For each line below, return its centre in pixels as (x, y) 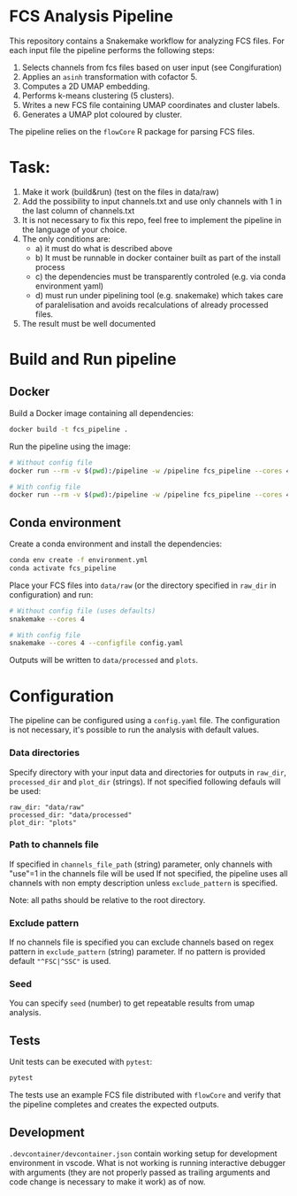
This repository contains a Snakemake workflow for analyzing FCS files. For (147, 41)
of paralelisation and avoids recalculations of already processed (152, 305)
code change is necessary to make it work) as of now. (107, 1181)
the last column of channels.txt (78, 211)
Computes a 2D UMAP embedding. (86, 86)
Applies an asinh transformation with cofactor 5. (110, 76)
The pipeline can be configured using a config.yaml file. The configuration (145, 721)
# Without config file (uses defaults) (83, 611)
